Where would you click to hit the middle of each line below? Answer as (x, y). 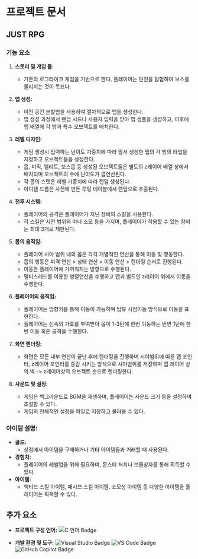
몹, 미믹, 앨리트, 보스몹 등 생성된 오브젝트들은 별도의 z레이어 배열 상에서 (106, 166)
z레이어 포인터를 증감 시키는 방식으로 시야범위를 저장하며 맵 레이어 (108, 364)
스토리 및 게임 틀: (34, 66)
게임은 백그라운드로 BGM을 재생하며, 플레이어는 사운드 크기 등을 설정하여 (108, 396)
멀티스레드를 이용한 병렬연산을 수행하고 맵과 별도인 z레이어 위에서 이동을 (107, 276)
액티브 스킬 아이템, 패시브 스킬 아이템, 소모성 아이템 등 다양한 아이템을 (104, 487)
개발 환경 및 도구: (34, 542)
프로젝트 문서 (36, 12)
